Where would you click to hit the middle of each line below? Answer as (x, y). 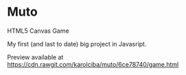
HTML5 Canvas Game (38, 31)
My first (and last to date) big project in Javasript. (77, 44)
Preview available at (35, 57)
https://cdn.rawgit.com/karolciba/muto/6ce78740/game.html (93, 64)
